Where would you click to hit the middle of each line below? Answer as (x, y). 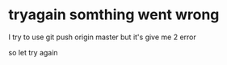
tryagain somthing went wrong (114, 15)
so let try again (33, 52)
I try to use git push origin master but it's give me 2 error (102, 37)
